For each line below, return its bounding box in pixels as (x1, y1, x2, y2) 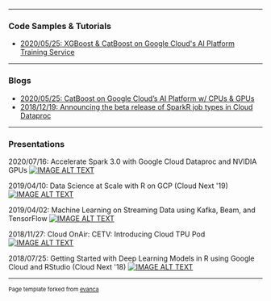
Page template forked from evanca (8, 285, 99, 293)
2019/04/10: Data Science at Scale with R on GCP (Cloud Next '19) (8, 181, 228, 190)
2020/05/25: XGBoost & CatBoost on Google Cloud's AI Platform (19, 39, 236, 48)
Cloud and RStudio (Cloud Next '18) (8, 261, 127, 271)
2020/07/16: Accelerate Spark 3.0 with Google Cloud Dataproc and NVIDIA (8, 157, 257, 166)
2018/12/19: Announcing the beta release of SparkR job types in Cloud (19, 102, 253, 111)
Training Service (19, 48, 75, 57)
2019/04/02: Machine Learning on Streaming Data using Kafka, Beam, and (8, 205, 256, 215)
